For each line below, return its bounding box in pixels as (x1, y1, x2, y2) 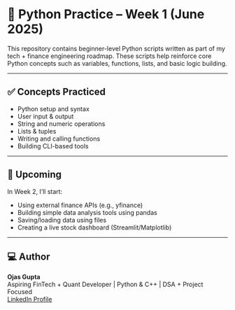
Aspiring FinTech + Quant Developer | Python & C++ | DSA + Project (7, 280, 204, 289)
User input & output (17, 112, 74, 120)
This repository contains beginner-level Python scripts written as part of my (7, 44, 226, 52)
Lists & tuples (17, 127, 57, 135)
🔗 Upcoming (7, 169, 62, 181)
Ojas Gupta (7, 273, 41, 281)
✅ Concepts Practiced (7, 86, 106, 98)
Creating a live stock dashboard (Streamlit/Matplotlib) (17, 223, 172, 232)
